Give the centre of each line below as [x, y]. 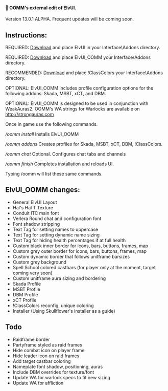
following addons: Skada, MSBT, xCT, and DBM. [56, 94]
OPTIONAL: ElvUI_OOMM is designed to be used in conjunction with [77, 103]
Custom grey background [40, 262]
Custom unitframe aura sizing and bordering [59, 278]
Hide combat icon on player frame [49, 350]
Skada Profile [27, 284]
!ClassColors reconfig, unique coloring [53, 306]
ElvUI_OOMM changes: [43, 190]
